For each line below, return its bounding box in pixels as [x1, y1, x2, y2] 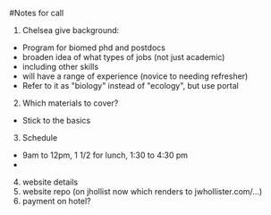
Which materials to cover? [21, 98, 119, 108]
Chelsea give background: [21, 25, 120, 35]
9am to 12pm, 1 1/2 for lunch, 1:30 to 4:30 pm [21, 150, 189, 160]
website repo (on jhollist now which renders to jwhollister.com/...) [21, 186, 263, 196]
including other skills [21, 62, 99, 72]
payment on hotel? [21, 196, 91, 206]
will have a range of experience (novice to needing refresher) [21, 71, 249, 82]
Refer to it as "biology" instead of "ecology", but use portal [21, 81, 239, 90]
